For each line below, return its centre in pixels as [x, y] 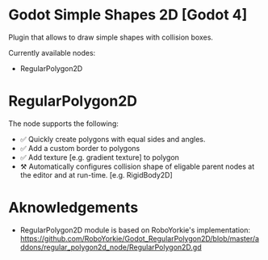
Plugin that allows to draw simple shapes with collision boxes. [111, 37]
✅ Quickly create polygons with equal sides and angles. [113, 139]
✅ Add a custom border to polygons [80, 148]
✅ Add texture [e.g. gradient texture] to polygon [100, 157]
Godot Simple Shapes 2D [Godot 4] [128, 15]
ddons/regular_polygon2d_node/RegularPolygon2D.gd [111, 247]
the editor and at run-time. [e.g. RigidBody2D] [96, 174]
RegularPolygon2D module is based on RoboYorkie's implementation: [135, 230]
